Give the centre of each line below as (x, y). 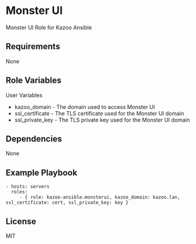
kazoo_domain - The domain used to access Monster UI (85, 106)
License (21, 221)
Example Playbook (41, 173)
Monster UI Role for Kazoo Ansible (49, 27)
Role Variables (33, 81)
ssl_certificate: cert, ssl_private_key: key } (67, 203)
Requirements (33, 47)
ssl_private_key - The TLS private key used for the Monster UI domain (102, 120)
